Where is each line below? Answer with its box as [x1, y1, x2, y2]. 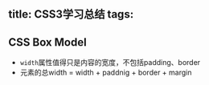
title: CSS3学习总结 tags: [8, 7, 134, 22]
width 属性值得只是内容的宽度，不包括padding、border [19, 58, 201, 67]
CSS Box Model [8, 35, 87, 49]
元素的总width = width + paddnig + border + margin [19, 67, 192, 78]
